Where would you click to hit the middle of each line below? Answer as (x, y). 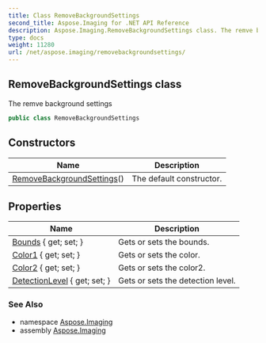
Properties (35, 206)
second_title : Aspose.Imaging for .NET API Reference (99, 23)
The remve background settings (60, 103)
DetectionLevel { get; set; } (61, 280)
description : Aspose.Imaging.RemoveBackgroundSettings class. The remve (131, 30)
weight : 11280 (32, 45)
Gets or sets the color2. (162, 268)
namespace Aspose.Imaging (66, 322)
